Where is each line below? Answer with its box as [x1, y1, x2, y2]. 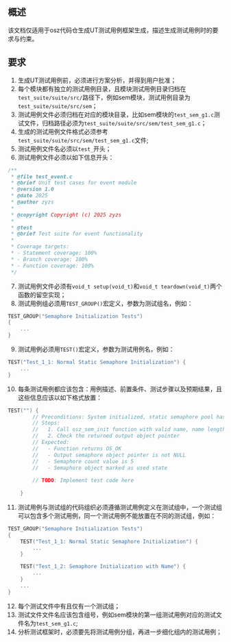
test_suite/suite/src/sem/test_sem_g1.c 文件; [17, 136, 149, 144]
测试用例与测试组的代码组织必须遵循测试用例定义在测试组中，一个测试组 [17, 503, 222, 511]
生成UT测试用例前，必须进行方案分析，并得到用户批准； [17, 76, 177, 84]
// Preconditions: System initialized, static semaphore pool [32, 413, 214, 420]
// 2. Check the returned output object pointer [32, 432, 180, 440]
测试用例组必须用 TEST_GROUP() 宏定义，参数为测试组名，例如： [17, 299, 193, 307]
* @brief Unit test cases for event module [10, 180, 137, 186]
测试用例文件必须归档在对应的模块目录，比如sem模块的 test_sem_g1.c [17, 110, 215, 119]
